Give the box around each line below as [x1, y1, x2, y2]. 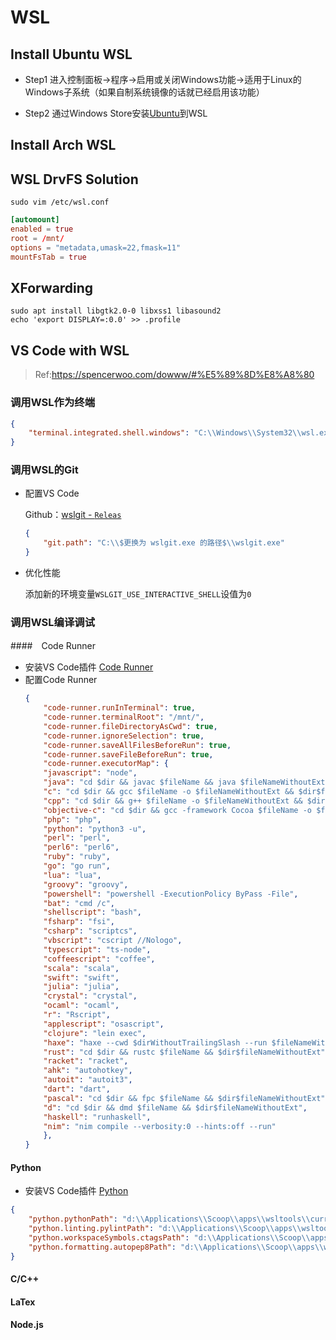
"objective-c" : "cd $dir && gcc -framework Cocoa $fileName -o [43, 805, 313, 815]
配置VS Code [24, 487, 80, 500]
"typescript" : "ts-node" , [43, 944, 152, 955]
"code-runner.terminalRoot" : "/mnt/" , [43, 712, 205, 723]
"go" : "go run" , [43, 861, 111, 871]
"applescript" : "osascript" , [43, 1019, 165, 1029]
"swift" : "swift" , [43, 972, 120, 983]
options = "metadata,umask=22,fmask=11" [10, 242, 182, 253]
